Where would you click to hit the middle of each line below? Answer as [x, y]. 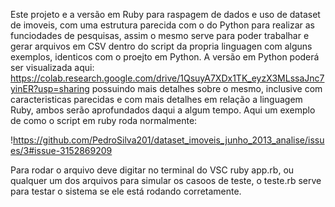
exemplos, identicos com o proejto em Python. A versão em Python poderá [165, 57]
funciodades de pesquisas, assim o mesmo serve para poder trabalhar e [160, 35]
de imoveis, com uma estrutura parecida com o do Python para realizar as [163, 25]
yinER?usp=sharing [50, 88]
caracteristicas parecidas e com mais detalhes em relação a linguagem [156, 99]
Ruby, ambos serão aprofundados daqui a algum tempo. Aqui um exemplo [163, 110]
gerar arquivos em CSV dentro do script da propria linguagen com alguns [161, 46]
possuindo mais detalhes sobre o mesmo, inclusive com [207, 88]
